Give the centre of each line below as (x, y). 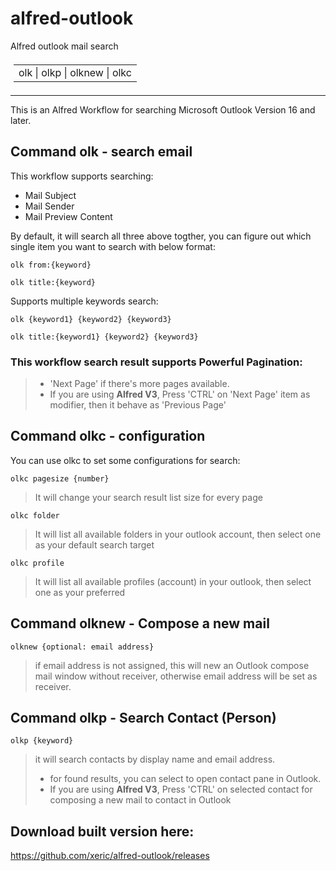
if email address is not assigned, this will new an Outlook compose (172, 665)
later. (21, 120)
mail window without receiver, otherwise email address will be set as (176, 676)
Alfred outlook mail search (64, 46)
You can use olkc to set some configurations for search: (125, 460)
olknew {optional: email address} (82, 647)
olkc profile (37, 563)
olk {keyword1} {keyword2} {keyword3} (91, 319)
